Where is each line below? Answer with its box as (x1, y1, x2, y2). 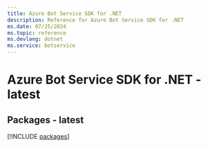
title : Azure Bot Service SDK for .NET (7, 10, 122, 17)
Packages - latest (7, 114, 84, 126)
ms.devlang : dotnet (7, 36, 64, 43)
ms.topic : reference (7, 29, 67, 37)
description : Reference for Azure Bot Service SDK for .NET (7, 17, 185, 23)
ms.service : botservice (7, 42, 76, 49)
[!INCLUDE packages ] (7, 133, 70, 140)
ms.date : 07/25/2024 (7, 23, 67, 30)
